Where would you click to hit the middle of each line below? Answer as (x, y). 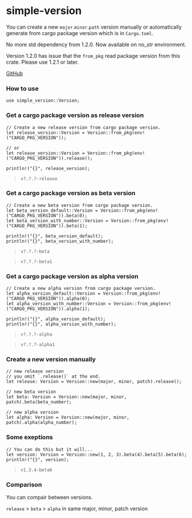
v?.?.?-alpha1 (37, 345)
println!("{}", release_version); (48, 168)
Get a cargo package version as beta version (71, 193)
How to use (23, 88)
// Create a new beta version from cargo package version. (80, 205)
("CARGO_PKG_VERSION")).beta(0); (47, 215)
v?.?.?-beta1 (36, 261)
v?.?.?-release (39, 179)
